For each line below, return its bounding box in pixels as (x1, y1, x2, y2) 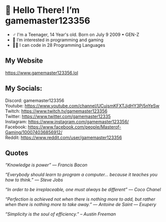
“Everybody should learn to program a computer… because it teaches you (5, 172, 158, 178)
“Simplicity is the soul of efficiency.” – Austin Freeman (5, 211, 116, 217)
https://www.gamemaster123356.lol (5, 70, 79, 76)
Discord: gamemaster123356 (5, 97, 65, 104)
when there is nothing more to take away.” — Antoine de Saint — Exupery (5, 202, 157, 208)
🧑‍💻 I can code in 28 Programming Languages (12, 42, 105, 48)
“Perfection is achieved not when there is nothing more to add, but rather (5, 196, 156, 202)
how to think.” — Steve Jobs (5, 177, 63, 183)
